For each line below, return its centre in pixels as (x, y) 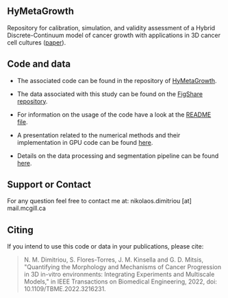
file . (22, 122)
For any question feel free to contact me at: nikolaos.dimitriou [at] (99, 201)
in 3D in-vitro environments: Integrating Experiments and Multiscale (119, 275)
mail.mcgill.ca (26, 208)
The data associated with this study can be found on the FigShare (110, 94)
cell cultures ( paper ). (37, 42)
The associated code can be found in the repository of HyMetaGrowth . (117, 80)
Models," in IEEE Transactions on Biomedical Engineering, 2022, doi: (121, 282)
